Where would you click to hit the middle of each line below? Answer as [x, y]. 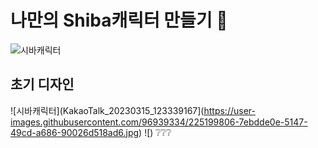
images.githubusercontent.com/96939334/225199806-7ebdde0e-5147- [159, 122]
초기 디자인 [42, 84]
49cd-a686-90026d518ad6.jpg [75, 132]
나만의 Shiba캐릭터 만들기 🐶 [119, 20]
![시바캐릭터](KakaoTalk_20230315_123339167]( [107, 110]
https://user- [229, 110]
